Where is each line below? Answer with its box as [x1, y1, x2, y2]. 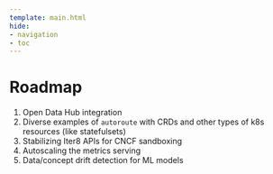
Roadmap [9, 78, 83, 97]
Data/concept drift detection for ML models [22, 155, 184, 166]
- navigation [9, 30, 59, 39]
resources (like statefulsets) [22, 126, 126, 137]
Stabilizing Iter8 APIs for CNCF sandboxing [22, 136, 183, 147]
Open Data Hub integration [22, 107, 123, 118]
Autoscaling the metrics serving [22, 145, 141, 156]
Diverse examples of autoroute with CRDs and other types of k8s [22, 116, 265, 127]
